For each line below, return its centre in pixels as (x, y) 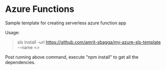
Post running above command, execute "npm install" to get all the (72, 57)
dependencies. (20, 62)
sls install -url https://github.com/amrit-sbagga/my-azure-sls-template (89, 42)
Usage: (12, 32)
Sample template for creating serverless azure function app (66, 23)
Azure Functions (40, 9)
